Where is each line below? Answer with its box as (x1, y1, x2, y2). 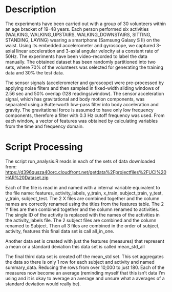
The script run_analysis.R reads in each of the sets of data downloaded (5, 158, 156, 164)
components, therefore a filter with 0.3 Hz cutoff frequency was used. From (5, 112, 165, 119)
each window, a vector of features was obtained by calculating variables (5, 118, 158, 124)
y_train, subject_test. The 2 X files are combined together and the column (5, 195, 160, 201)
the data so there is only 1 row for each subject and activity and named (5, 259, 155, 265)
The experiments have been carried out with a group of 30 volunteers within (5, 21, 166, 27)
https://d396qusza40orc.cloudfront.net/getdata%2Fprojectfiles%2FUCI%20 (5, 169, 167, 175)
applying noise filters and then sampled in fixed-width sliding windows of (5, 85, 160, 91)
